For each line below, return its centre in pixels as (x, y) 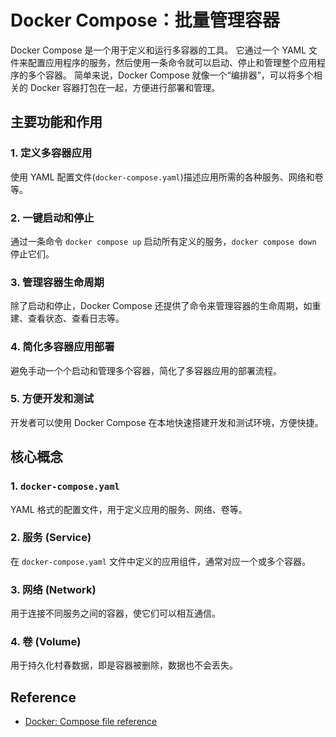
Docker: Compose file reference (91, 722)
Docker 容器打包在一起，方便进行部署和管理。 (125, 87)
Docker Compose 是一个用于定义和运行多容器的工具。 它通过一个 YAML (158, 50)
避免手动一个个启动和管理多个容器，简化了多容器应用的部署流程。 (146, 370)
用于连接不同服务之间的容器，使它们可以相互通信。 (115, 613)
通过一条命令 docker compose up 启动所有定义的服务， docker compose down (163, 241)
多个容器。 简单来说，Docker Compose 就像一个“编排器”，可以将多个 (170, 75)
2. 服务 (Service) (51, 538)
